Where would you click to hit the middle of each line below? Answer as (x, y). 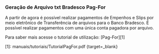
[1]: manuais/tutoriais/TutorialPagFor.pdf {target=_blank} (62, 47)
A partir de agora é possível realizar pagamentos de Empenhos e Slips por (79, 18)
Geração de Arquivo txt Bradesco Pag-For (55, 7)
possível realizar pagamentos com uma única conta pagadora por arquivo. (79, 28)
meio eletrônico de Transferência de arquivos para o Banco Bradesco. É (77, 23)
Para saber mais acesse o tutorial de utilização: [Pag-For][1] (65, 37)
